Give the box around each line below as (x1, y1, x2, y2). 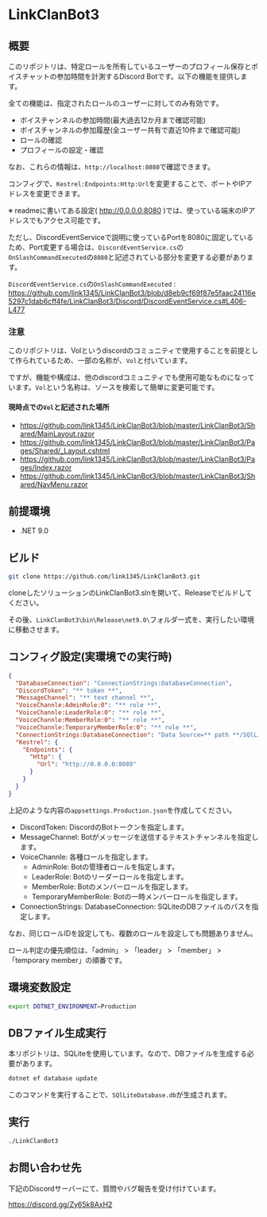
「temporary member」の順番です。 (8, 955, 127, 964)
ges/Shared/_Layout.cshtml (19, 446, 110, 455)
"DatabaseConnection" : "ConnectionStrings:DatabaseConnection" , (15, 679, 233, 687)
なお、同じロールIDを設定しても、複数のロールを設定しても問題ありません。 (8, 928, 257, 938)
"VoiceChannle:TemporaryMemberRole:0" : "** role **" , (15, 723, 197, 732)
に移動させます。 (8, 625, 64, 634)
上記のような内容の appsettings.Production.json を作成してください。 (8, 805, 237, 815)
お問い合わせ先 (8, 1161, 82, 1175)
